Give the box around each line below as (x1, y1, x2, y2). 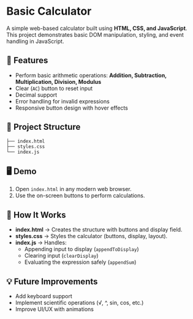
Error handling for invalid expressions (15, 97, 110, 105)
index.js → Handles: (15, 239, 67, 246)
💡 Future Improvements (6, 276, 98, 287)
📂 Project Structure (6, 122, 81, 132)
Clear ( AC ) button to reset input (15, 84, 93, 92)
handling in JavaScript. (6, 37, 64, 45)
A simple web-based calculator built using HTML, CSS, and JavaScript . (6, 24, 187, 32)
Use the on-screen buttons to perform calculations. (15, 192, 145, 200)
